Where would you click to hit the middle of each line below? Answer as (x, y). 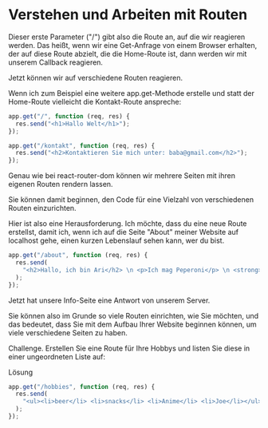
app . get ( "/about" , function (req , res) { (78, 256)
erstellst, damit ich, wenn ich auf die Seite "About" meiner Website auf (124, 232)
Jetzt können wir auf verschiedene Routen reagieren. (96, 77)
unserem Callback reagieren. (56, 62)
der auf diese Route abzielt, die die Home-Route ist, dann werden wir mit (128, 53)
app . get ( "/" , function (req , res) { (69, 116)
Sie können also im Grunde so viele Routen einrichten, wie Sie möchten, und (134, 315)
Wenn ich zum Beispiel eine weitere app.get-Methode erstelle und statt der (132, 93)
